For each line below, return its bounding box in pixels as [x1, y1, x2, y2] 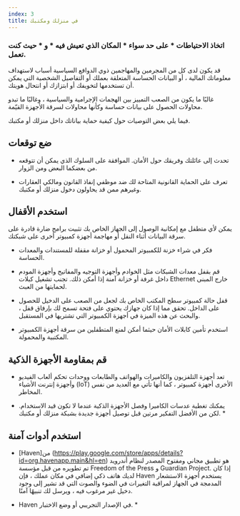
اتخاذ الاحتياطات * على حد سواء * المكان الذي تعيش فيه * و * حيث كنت [8, 41, 225, 51]
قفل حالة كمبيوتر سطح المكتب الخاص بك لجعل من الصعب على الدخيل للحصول [18, 296, 228, 305]
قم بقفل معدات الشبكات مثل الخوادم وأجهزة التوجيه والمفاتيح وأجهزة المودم [18, 267, 220, 275]
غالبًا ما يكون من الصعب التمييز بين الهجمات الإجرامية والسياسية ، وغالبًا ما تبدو [8, 94, 214, 103]
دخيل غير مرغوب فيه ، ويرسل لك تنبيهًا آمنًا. [18, 487, 133, 495]
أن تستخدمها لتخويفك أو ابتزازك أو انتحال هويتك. [8, 81, 134, 89]
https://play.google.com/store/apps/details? [54, 449, 184, 457]
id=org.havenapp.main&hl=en [18, 456, 106, 465]
